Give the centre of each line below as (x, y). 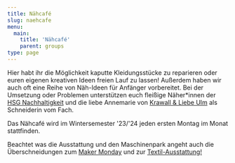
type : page (23, 53)
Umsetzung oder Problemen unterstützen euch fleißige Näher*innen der (112, 94)
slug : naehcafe (29, 20)
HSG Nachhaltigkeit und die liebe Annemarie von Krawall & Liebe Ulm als (112, 102)
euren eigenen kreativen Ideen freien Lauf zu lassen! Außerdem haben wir (115, 80)
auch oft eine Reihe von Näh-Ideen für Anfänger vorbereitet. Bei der (106, 87)
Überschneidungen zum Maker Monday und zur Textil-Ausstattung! (105, 152)
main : (22, 33)
